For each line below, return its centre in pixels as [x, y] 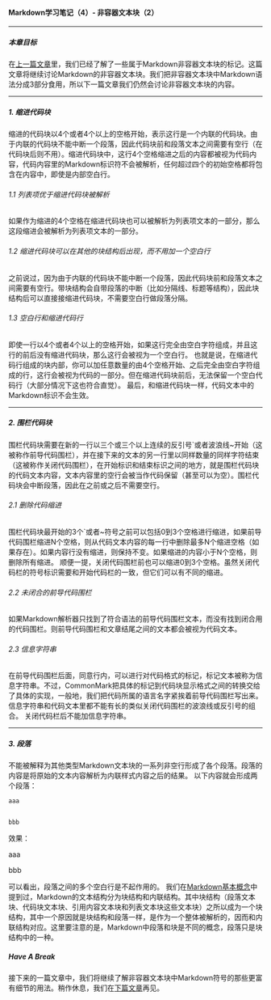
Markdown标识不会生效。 [51, 395]
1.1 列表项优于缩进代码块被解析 [59, 194]
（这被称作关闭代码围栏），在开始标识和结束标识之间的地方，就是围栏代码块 [134, 464]
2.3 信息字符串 [32, 649]
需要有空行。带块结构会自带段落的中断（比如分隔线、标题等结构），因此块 [137, 288]
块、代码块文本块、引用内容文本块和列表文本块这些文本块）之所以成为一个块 [135, 907]
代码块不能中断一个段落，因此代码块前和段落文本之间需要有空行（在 [149, 144]
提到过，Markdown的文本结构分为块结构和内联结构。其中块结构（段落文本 [132, 897]
